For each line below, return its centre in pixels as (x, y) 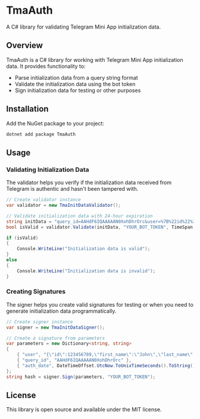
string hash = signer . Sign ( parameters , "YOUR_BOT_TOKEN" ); (81, 377)
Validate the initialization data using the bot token (75, 84)
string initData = (29, 221)
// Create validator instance (44, 200)
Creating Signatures (36, 292)
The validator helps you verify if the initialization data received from (89, 182)
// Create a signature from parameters (56, 338)
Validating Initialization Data (48, 169)
